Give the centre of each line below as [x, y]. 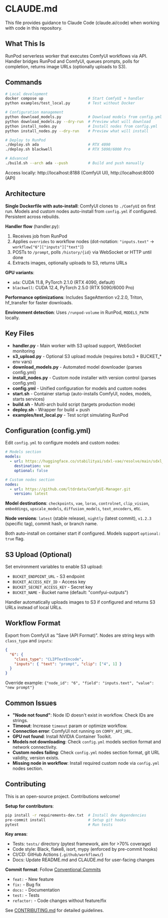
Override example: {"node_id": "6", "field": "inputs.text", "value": [79, 683]
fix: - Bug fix [26, 885]
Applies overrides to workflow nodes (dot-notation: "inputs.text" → [83, 241]
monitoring [23, 351]
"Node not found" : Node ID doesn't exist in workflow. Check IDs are [83, 715]
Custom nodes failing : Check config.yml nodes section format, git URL [86, 752]
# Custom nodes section [30, 480]
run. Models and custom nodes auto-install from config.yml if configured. [81, 211]
